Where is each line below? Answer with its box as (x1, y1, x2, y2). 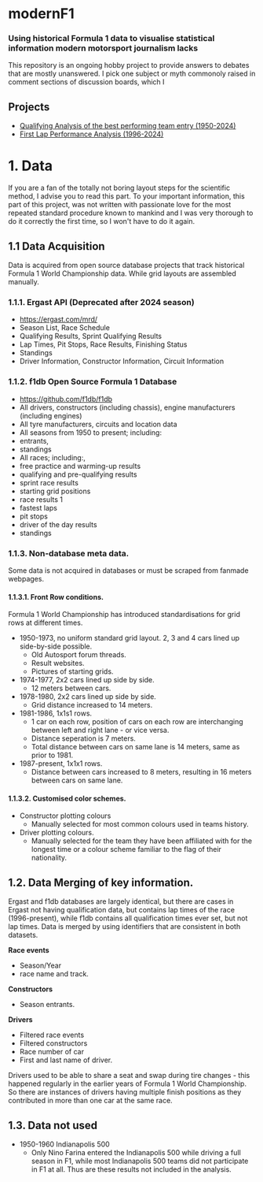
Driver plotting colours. (19, 828, 94, 838)
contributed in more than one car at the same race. (8, 1096, 173, 1106)
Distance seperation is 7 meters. (31, 734, 136, 743)
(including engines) (19, 411, 82, 420)
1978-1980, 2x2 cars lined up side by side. (19, 692, 157, 701)
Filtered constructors (19, 1039, 88, 1048)
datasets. (8, 931, 38, 940)
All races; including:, (19, 452, 86, 462)
